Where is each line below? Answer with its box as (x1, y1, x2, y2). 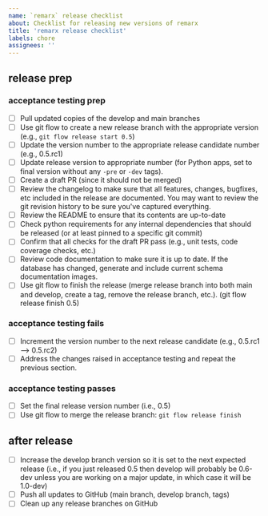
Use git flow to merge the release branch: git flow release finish (19, 410, 242, 420)
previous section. (19, 362, 78, 373)
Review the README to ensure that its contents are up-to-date (19, 210, 226, 220)
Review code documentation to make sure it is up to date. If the (19, 254, 229, 264)
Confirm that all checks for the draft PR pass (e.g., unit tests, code (19, 237, 238, 247)
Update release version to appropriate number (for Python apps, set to (19, 158, 253, 167)
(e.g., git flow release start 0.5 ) (19, 131, 135, 141)
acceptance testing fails (8, 318, 105, 329)
